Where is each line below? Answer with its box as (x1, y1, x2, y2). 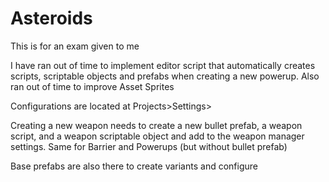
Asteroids (10, 7, 93, 30)
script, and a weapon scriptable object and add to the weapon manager (10, 130, 305, 142)
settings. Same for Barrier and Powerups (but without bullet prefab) (10, 140, 288, 152)
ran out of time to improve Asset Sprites (10, 80, 175, 92)
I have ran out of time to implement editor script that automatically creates (10, 59, 316, 71)
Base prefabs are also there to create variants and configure (10, 160, 258, 172)
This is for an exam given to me (10, 40, 140, 52)
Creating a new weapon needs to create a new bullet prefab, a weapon (10, 119, 303, 131)
